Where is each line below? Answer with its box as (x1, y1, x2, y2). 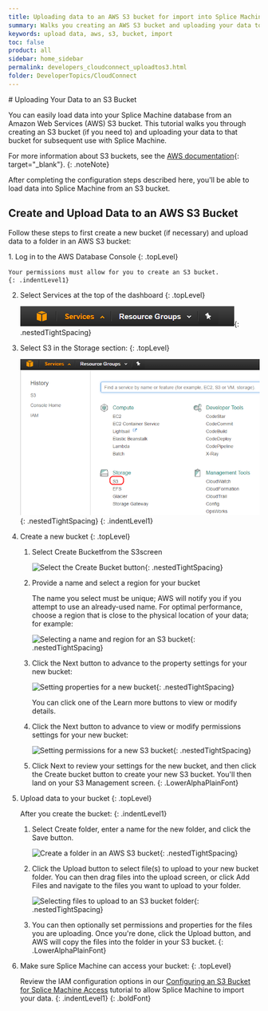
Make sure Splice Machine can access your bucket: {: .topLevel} (19, 961, 232, 970)
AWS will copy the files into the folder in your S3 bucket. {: (31, 937, 224, 946)
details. (31, 706, 57, 716)
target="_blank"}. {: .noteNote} (8, 160, 110, 169)
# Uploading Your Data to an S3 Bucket (8, 94, 137, 104)
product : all (8, 46, 52, 55)
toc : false (8, 38, 45, 46)
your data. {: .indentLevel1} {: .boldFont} (19, 993, 152, 1003)
